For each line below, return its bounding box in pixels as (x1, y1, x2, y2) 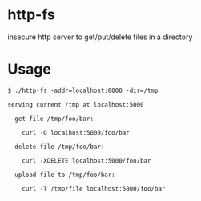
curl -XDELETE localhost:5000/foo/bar (22, 156, 151, 165)
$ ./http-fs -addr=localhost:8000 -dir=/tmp (7, 86, 159, 94)
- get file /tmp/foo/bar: (7, 115, 94, 123)
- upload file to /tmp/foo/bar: (7, 171, 115, 179)
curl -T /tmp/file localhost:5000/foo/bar (22, 184, 166, 193)
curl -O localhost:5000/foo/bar (22, 128, 130, 137)
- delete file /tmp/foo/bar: (7, 143, 105, 151)
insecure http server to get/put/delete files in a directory (7, 32, 193, 42)
